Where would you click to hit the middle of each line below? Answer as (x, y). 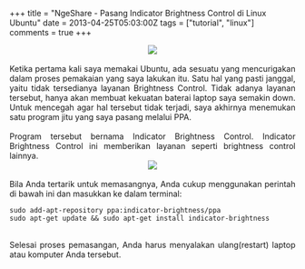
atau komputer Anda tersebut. (65, 254)
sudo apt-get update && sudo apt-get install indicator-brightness (140, 218)
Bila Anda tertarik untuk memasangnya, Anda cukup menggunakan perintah (152, 184)
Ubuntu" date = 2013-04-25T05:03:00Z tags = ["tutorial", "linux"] (132, 23)
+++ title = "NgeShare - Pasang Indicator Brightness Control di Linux (138, 13)
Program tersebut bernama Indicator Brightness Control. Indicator (152, 136)
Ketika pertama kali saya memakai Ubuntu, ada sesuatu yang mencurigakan (152, 69)
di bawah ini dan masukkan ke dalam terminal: (96, 194)
